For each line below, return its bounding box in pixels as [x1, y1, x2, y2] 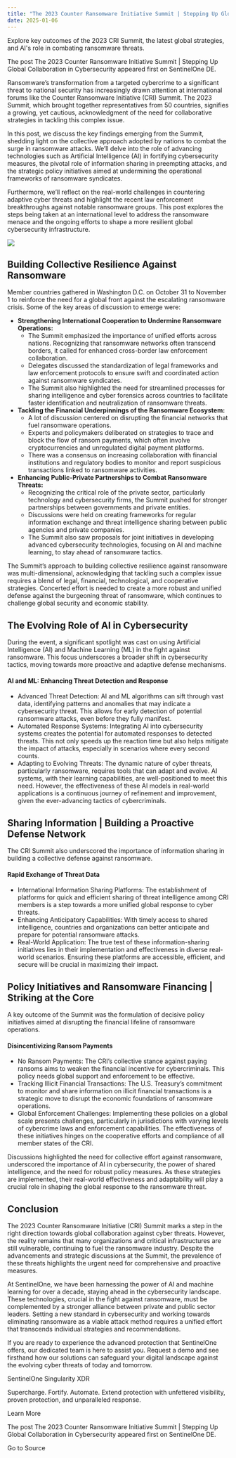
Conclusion [7, 1203, 59, 1215]
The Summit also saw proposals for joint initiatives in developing [27, 533, 214, 542]
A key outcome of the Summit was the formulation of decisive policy [7, 1010, 205, 1019]
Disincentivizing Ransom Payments [7, 1041, 113, 1050]
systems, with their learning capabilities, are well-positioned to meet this [17, 774, 228, 783]
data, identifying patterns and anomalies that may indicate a [17, 700, 191, 708]
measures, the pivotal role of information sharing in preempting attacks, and [7, 159, 227, 167]
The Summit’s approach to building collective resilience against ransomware [7, 561, 228, 570]
